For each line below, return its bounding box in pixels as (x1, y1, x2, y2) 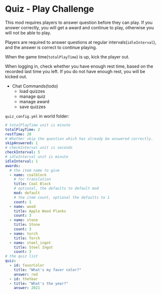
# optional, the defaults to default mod (14, 186, 99, 191)
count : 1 (14, 200, 32, 204)
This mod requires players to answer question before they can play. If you (5, 19, 153, 25)
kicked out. (5, 73, 28, 79)
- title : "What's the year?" (9, 281, 69, 286)
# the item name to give (9, 168, 60, 173)
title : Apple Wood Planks (14, 208, 67, 214)
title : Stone (14, 222, 40, 227)
